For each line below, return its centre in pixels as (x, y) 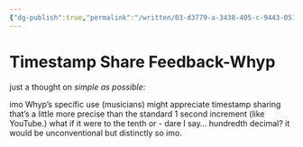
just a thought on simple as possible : (78, 87)
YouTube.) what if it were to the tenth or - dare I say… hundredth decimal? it (150, 123)
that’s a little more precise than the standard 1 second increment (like (137, 114)
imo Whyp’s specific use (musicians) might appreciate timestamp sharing (145, 104)
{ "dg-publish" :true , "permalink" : (72, 17)
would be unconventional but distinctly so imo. (96, 133)
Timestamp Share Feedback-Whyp (142, 61)
